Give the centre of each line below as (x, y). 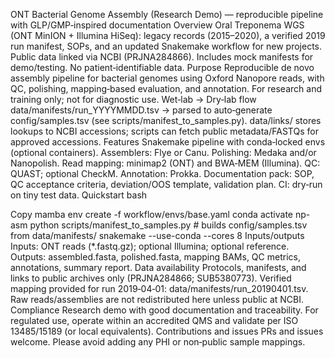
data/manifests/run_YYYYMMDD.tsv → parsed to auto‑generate (141, 110)
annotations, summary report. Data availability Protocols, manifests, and (158, 267)
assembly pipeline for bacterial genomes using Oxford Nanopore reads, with (167, 78)
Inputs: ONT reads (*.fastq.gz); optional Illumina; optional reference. (150, 246)
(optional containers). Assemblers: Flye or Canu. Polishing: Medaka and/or (163, 152)
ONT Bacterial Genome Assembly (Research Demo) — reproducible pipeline (167, 14)
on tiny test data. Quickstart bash (79, 195)
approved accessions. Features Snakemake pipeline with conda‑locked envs (168, 142)
